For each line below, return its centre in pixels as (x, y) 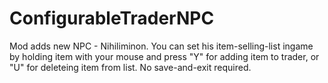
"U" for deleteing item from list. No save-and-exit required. (130, 67)
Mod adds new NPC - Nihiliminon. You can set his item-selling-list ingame (161, 46)
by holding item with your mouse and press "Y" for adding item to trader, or (164, 56)
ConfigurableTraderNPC (112, 18)
